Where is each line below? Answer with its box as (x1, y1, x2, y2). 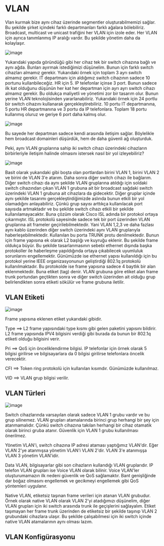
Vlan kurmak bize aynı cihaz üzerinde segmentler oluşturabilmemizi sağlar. (5, 19, 156, 25)
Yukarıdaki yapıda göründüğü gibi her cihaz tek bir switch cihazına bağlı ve (5, 59, 156, 65)
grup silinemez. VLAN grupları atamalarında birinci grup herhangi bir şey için (5, 417, 159, 423)
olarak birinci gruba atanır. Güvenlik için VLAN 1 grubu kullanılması (5, 427, 139, 433)
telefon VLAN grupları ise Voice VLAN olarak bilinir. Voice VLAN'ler (5, 467, 140, 473)
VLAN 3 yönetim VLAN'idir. (5, 453, 60, 459)
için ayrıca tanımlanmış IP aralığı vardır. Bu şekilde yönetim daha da (5, 35, 141, 41)
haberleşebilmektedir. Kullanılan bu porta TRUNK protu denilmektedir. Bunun (5, 232, 159, 238)
